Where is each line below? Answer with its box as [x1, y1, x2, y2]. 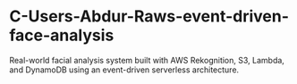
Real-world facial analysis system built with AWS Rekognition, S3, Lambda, [9, 55, 284, 65]
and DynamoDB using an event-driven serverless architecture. [9, 64, 240, 75]
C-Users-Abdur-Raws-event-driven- [9, 6, 289, 27]
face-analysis [9, 25, 115, 46]
